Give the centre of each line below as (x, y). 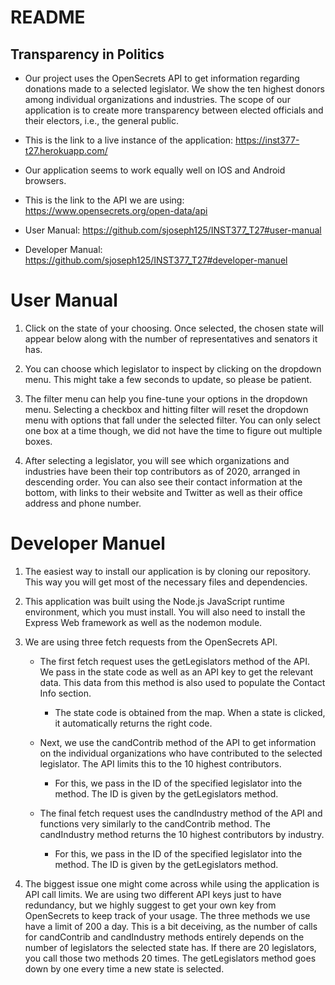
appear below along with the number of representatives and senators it (171, 338)
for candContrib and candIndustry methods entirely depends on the (164, 937)
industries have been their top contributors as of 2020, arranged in (162, 471)
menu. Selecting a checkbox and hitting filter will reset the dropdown (166, 409)
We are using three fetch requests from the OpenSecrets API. (151, 642)
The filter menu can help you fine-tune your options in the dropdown (166, 398)
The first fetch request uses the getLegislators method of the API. (175, 661)
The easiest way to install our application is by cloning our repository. (167, 571)
